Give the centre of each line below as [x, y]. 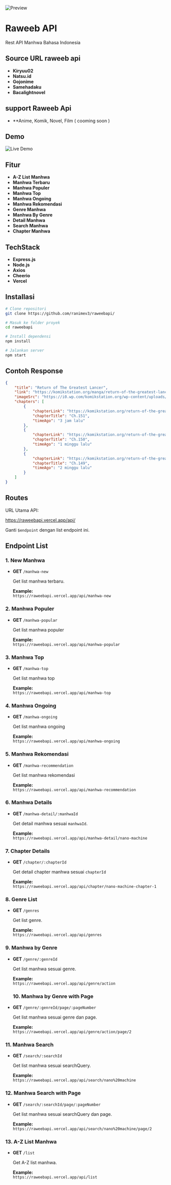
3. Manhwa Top [25, 657]
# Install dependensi [28, 337]
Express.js [24, 259]
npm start [16, 355]
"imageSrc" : [27, 397]
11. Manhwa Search [30, 1045]
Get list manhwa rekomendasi [44, 775]
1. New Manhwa [25, 560]
